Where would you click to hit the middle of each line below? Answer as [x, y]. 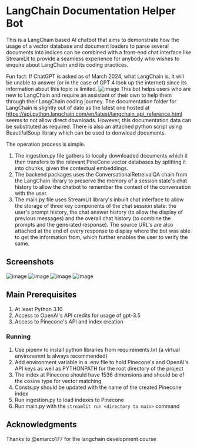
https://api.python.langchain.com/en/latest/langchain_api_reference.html [94, 114]
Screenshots [30, 262]
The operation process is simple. [46, 144]
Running [19, 336]
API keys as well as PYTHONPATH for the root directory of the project [99, 368]
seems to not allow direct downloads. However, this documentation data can [98, 120]
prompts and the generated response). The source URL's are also [94, 224]
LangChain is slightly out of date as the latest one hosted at [78, 107]
